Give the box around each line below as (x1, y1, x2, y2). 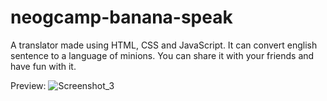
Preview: (10, 79, 47, 91)
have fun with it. (10, 60, 77, 72)
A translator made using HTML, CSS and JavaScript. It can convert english (10, 39, 318, 51)
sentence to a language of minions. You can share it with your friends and (10, 49, 315, 61)
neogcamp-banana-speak (10, 6, 233, 29)
